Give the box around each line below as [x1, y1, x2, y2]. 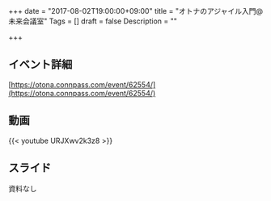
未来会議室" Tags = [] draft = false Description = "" [8, 16, 178, 26]
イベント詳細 [8, 58, 73, 72]
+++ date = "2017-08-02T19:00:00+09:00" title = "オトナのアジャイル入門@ [8, 6, 263, 15]
